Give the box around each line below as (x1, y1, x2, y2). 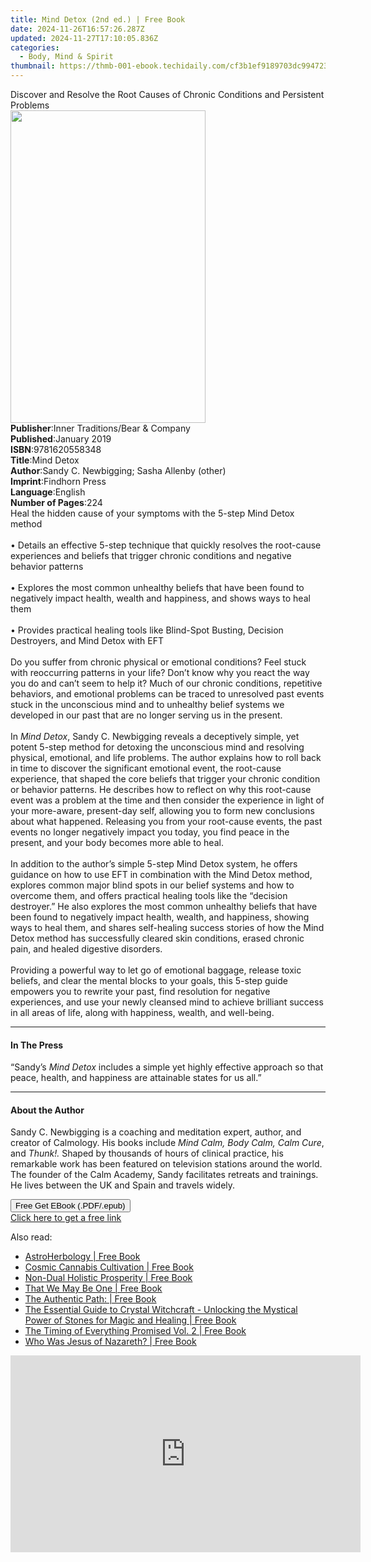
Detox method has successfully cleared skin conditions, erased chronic (10, 932, 305, 944)
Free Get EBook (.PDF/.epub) (15, 1201, 126, 1211)
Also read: (10, 1231, 53, 1243)
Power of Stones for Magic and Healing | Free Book (24, 1314, 237, 1326)
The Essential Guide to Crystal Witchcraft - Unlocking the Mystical (24, 1304, 298, 1316)
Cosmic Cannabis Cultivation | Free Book (24, 1261, 194, 1273)
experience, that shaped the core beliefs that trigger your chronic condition (10, 773, 321, 785)
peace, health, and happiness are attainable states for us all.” (10, 1072, 262, 1084)
